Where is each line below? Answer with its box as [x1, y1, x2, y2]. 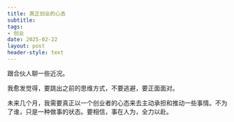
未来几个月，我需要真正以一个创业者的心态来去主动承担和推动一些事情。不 [7, 98, 221, 107]
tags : [7, 23, 23, 30]
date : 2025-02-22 [7, 36, 58, 43]
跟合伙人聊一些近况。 [7, 69, 68, 77]
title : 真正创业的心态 [7, 10, 66, 17]
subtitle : [7, 17, 36, 24]
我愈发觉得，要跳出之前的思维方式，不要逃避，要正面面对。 [7, 84, 179, 92]
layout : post [7, 43, 45, 49]
